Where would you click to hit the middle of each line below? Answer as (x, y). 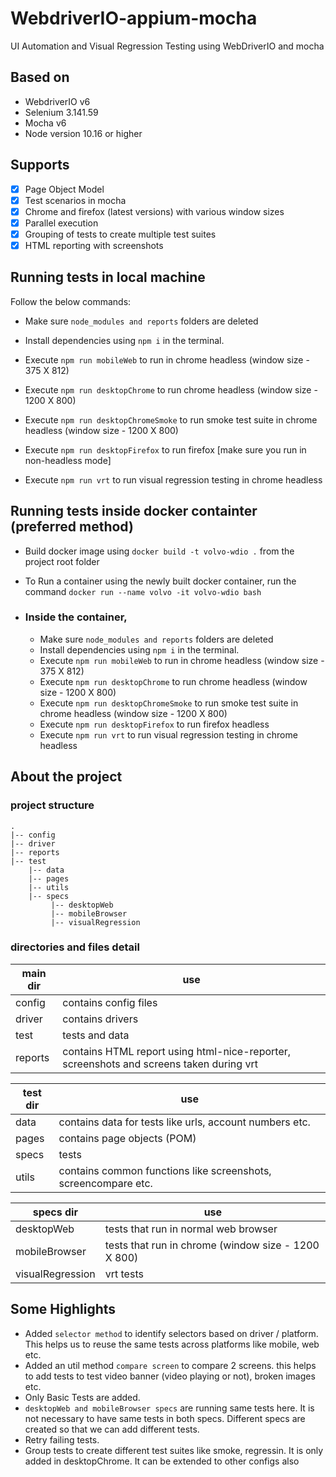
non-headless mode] (68, 460)
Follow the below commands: (71, 301)
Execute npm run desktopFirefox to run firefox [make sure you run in (165, 449)
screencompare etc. (105, 1183)
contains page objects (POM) (127, 1138)
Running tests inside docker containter (134, 511)
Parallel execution (61, 223)
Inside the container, (76, 617)
